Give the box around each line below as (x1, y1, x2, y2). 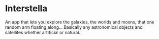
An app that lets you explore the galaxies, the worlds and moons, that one (5, 19, 155, 25)
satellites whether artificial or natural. (5, 29, 80, 35)
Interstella (5, 3, 48, 14)
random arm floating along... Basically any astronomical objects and (5, 24, 143, 30)
